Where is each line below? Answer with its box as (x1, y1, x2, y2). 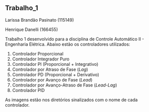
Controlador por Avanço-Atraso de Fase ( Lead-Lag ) (12, 82, 117, 88)
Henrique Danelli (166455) (5, 27, 58, 32)
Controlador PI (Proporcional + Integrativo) (12, 61, 99, 67)
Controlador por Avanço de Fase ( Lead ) (12, 77, 93, 83)
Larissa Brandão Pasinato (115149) (5, 17, 74, 23)
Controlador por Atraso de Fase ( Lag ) (12, 66, 88, 72)
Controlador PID (12, 87, 45, 93)
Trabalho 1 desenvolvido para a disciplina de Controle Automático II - (5, 36, 145, 42)
